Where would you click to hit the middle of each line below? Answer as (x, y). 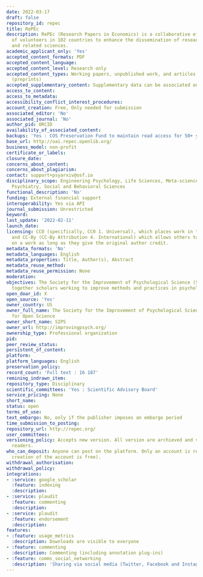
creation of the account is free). (56, 457)
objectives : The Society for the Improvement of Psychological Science (98, 282)
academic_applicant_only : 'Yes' (47, 52)
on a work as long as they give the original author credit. (90, 243)
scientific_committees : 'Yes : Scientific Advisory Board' (82, 389)
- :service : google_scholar (42, 479)
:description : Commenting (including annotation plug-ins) (88, 553)
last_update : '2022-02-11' (40, 221)
